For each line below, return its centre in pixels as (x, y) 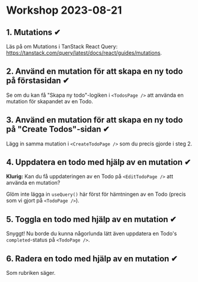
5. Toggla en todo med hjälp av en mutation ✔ (91, 219)
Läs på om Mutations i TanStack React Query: (62, 46)
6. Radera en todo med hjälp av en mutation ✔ (92, 259)
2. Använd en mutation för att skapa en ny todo (95, 72)
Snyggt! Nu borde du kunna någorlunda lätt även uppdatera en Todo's (92, 234)
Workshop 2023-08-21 (64, 10)
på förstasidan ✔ (38, 81)
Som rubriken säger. (31, 273)
